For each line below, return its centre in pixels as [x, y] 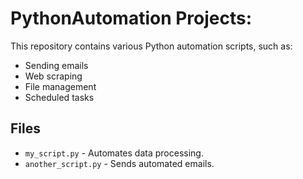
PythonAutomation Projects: [131, 18]
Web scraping [53, 76]
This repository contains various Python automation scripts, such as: [151, 46]
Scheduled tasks [59, 97]
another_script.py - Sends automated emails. [119, 163]
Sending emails [56, 65]
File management [60, 86]
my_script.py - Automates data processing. [114, 153]
